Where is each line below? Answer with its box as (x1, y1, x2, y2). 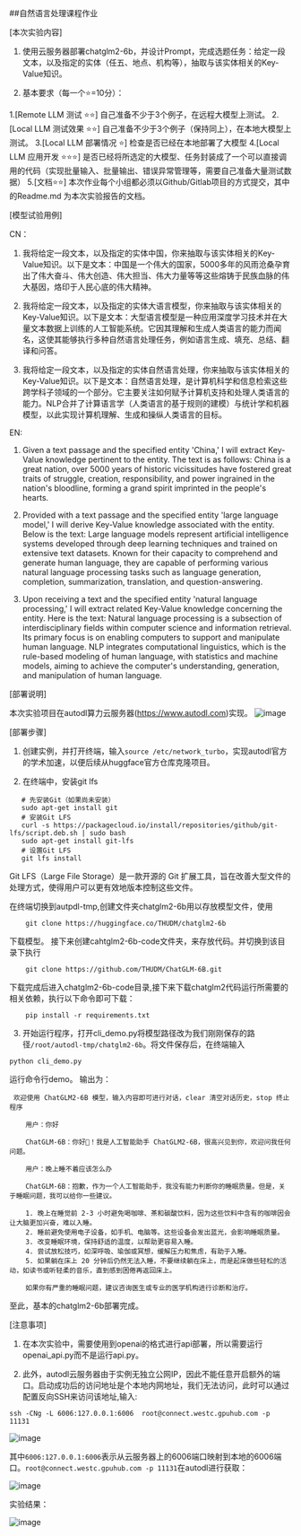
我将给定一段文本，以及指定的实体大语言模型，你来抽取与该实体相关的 (21, 301, 282, 311)
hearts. (21, 493, 49, 502)
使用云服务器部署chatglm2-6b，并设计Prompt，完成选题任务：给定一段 (21, 46, 286, 57)
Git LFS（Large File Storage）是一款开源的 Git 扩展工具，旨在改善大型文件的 (9, 871, 291, 881)
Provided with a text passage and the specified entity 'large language (21, 510, 279, 520)
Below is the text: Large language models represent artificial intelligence (21, 528, 289, 539)
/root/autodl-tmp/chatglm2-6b (30, 1041, 143, 1050)
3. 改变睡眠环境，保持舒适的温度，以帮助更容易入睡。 (25, 1237, 198, 1246)
